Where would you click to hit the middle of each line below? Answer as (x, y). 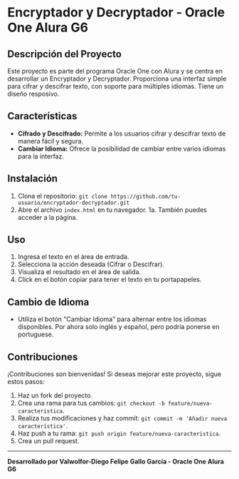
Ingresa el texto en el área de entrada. (73, 257)
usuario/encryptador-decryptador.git (74, 203)
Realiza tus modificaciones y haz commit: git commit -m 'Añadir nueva (122, 418)
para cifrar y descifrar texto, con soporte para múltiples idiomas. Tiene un (116, 86)
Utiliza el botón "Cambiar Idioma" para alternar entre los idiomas (112, 319)
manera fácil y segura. (51, 141)
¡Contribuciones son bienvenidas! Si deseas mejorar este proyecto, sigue (115, 374)
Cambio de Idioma (48, 302)
